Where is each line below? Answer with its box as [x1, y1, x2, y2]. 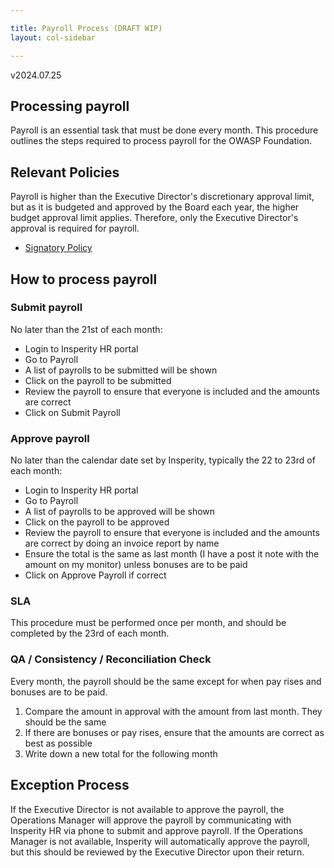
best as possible [24, 737, 93, 749]
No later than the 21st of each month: [10, 323, 163, 335]
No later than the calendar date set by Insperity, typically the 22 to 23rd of [10, 454, 316, 466]
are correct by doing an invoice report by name [24, 537, 220, 550]
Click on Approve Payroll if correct [24, 569, 167, 581]
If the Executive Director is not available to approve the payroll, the [10, 803, 285, 815]
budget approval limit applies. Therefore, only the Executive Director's [10, 212, 299, 224]
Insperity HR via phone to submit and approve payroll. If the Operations [10, 824, 304, 836]
